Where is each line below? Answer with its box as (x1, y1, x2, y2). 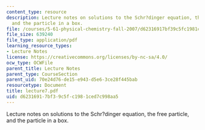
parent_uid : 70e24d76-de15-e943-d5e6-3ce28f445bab (6, 77, 138, 83)
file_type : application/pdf (6, 37, 78, 43)
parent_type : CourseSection (6, 71, 78, 77)
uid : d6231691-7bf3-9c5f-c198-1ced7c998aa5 (6, 94, 119, 100)
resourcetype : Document (6, 83, 67, 89)
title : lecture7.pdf (6, 88, 59, 94)
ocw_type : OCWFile (6, 60, 53, 66)
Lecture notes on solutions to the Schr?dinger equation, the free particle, (6, 110, 189, 117)
